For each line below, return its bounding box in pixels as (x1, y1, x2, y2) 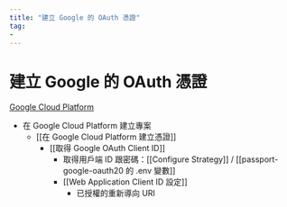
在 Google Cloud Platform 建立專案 (22, 121, 152, 131)
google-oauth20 (62, 166, 125, 176)
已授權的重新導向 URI (76, 188, 156, 199)
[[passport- (236, 154, 279, 165)
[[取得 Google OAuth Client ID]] (49, 143, 165, 154)
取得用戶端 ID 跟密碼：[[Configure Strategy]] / (62, 154, 235, 165)
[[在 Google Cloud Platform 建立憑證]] (35, 131, 177, 142)
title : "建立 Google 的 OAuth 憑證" (9, 13, 141, 22)
